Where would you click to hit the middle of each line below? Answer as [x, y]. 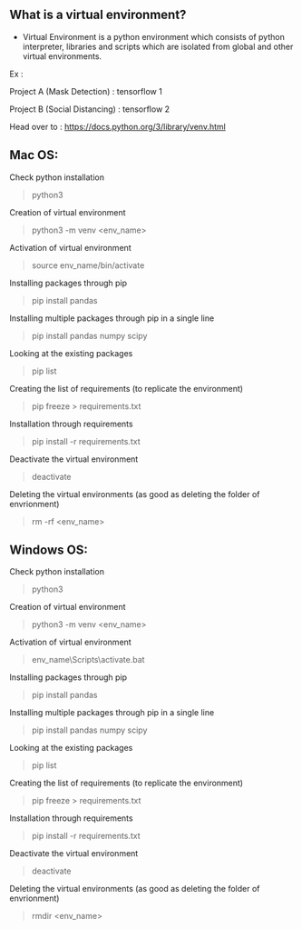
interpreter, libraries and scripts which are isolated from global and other [158, 46]
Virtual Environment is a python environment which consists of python [154, 36]
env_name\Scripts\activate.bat [88, 660]
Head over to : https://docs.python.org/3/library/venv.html [118, 126]
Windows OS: [49, 550]
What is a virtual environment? [98, 15]
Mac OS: [34, 155]
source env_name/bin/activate [88, 265]
